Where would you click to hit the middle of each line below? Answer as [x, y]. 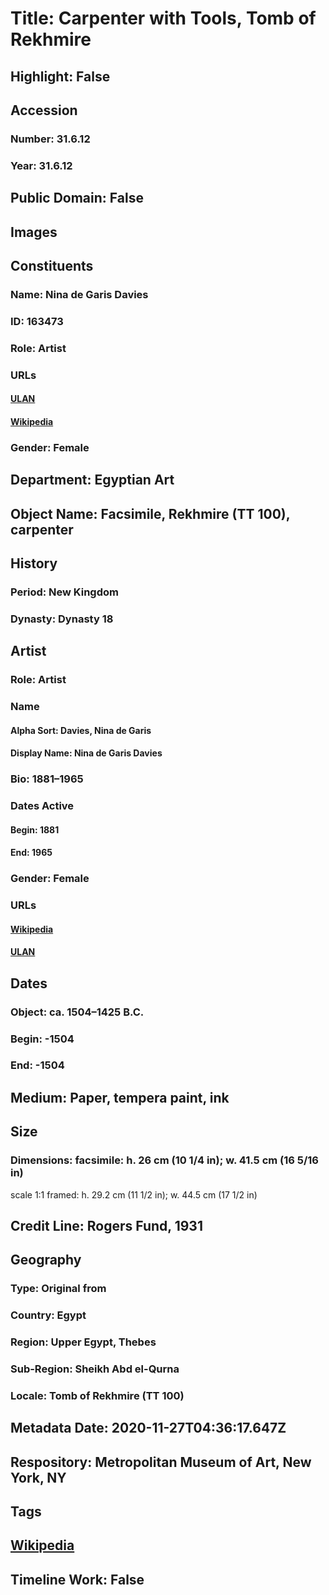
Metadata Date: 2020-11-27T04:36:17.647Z [148, 1428]
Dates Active [42, 806]
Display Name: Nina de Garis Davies [86, 753]
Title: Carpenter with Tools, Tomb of [163, 18]
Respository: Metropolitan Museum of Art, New [161, 1462]
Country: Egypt [48, 1315]
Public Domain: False [77, 198]
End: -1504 [37, 1065]
